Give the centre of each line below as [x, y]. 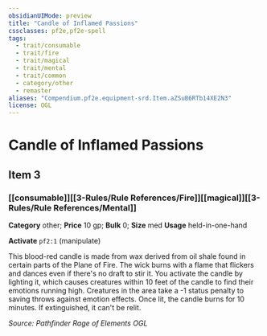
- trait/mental [41, 68]
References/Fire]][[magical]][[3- [195, 198]
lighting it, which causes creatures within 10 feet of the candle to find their [131, 282]
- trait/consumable [48, 46]
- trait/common [41, 76]
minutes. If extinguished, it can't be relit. [75, 307]
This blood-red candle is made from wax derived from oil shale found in [127, 256]
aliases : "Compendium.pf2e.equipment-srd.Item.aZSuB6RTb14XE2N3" [120, 98]
